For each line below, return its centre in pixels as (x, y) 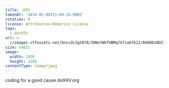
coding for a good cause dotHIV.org (42, 80)
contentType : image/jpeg (31, 66)
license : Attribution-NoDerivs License (47, 24)
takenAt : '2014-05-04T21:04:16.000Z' (45, 15)
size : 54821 (18, 47)
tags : (11, 29)
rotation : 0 (18, 19)
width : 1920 (22, 57)
